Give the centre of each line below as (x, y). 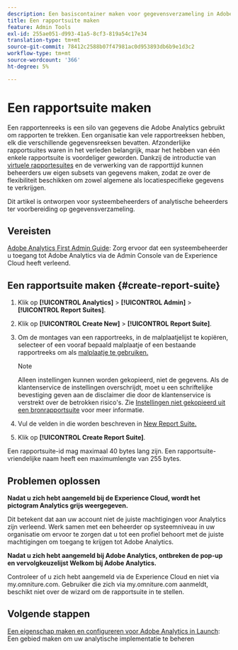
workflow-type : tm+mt (39, 54)
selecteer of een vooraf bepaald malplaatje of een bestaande (107, 345)
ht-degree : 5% (28, 67)
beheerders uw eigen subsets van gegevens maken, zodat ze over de (109, 172)
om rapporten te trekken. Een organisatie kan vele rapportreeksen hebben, (116, 135)
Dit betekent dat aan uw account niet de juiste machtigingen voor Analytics (117, 519)
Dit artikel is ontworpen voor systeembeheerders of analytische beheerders (118, 201)
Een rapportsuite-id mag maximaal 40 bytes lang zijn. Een (92, 451)
